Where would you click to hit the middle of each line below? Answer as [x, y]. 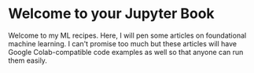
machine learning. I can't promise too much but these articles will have [123, 43]
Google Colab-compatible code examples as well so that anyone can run [126, 52]
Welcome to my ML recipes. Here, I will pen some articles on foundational [127, 35]
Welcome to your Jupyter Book [111, 14]
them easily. [28, 60]
